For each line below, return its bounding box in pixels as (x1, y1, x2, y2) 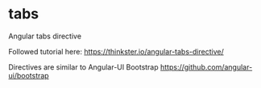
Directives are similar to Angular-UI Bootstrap (8, 62, 159, 72)
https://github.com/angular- (159, 62, 253, 72)
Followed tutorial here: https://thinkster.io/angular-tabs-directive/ (8, 46, 224, 56)
